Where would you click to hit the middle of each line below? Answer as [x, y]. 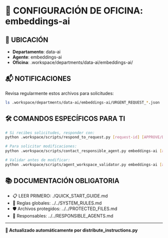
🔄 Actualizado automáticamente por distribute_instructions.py [71, 230]
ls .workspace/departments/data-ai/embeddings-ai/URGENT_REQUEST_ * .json [82, 102]
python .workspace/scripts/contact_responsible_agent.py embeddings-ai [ [84, 151]
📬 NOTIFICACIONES [38, 79]
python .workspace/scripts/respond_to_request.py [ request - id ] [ [74, 137]
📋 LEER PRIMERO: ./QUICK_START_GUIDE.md [60, 195]
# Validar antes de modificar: [38, 160]
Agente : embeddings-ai [37, 57]
